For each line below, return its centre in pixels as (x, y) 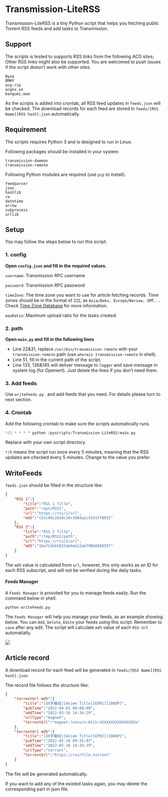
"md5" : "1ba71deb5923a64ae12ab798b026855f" (68, 546)
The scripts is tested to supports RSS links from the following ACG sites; (80, 56)
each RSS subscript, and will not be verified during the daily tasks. (74, 570)
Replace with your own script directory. (46, 442)
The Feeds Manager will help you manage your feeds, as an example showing (84, 617)
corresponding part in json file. (37, 789)
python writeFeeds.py (28, 607)
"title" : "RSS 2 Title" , (48, 532)
